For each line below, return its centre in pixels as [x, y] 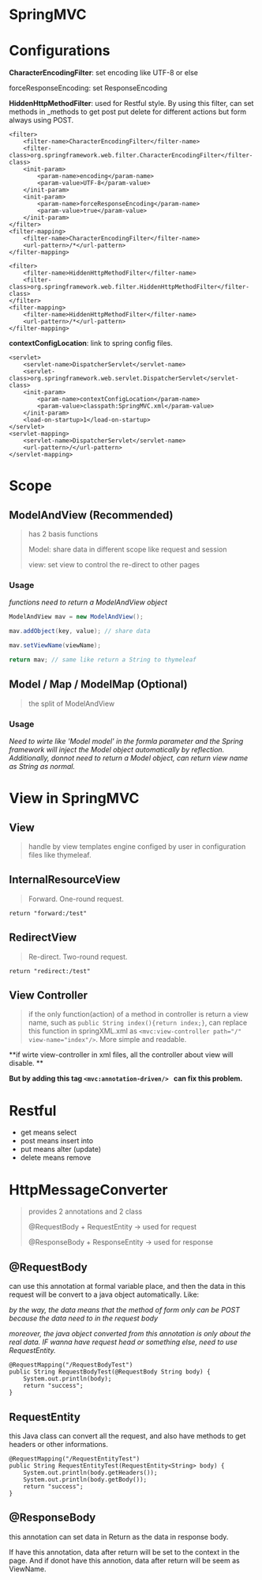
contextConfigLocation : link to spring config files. [91, 343]
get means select [49, 1132]
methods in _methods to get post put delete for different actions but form [128, 112]
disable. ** [26, 1063]
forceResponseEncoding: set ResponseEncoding [88, 88]
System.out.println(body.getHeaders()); [90, 1472]
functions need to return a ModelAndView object [88, 602]
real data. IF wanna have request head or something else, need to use [123, 1342]
